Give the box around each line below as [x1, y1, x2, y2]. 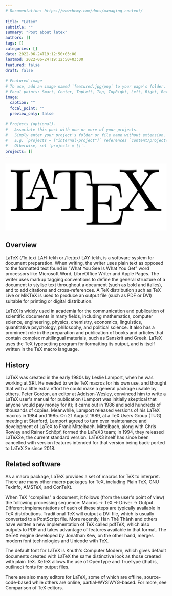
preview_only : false [10, 111, 54, 116]
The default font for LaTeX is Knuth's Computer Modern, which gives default [5, 548, 166, 554]
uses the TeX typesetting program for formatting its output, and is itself [5, 340, 155, 347]
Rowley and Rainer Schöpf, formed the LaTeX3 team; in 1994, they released [5, 429, 164, 435]
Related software [5, 460, 61, 469]
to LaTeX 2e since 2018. [5, 445, 56, 451]
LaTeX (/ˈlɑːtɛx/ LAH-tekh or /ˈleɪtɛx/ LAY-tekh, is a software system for [5, 254, 155, 261]
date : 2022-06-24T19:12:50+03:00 [5, 51, 77, 56]
